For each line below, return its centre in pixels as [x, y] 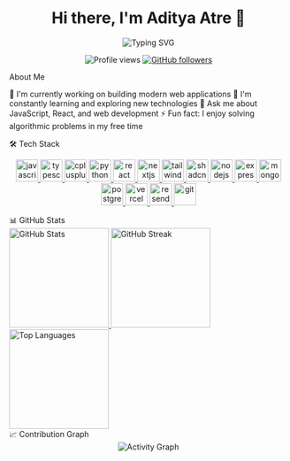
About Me [27, 77]
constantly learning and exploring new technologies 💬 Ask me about [134, 103]
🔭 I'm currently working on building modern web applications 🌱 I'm [130, 94]
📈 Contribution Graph [50, 434]
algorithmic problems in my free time [76, 126]
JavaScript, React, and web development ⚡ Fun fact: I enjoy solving [132, 113]
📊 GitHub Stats [37, 219]
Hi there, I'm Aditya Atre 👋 [149, 18]
